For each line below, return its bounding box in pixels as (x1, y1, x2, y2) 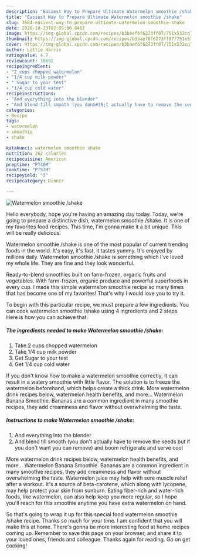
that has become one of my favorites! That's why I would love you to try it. (6, 290, 185, 297)
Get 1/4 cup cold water (14, 360, 70, 368)
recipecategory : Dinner (6, 178, 64, 184)
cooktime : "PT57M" (6, 167, 51, 173)
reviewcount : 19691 (6, 58, 54, 64)
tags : (6, 118, 19, 124)
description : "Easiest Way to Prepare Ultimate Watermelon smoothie (6, 8, 177, 15)
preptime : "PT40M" (6, 161, 51, 168)
